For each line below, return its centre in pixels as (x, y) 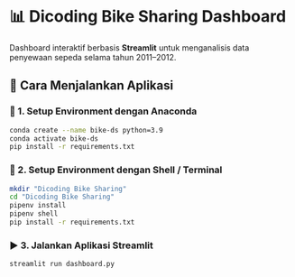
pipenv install (38, 206)
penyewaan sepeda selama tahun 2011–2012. (93, 57)
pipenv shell (34, 214)
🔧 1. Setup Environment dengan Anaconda (103, 111)
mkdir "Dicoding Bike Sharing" (68, 189)
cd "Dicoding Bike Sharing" (62, 197)
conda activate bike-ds (54, 138)
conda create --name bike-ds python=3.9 (87, 130)
